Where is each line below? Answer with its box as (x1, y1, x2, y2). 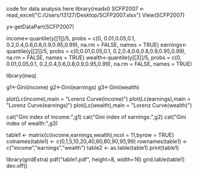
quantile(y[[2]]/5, (6, 48, 49, 55)
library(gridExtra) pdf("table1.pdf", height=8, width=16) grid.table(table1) (6, 156, 185, 163)
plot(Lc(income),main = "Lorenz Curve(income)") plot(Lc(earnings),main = (6, 96, 191, 102)
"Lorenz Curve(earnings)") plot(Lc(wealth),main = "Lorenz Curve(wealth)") (6, 102, 193, 109)
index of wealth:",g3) (6, 120, 58, 127)
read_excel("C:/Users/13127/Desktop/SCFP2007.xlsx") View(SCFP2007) (6, 11, 185, 19)
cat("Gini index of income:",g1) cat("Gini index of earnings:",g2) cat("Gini (6, 114, 187, 120)
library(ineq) (6, 72, 37, 79)
